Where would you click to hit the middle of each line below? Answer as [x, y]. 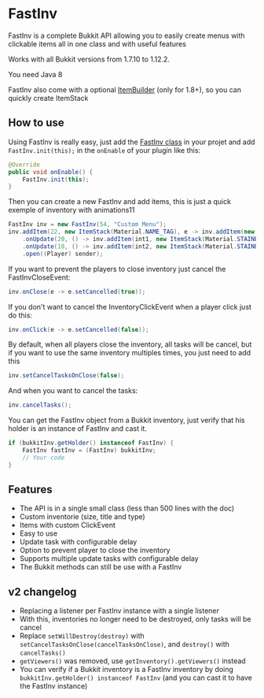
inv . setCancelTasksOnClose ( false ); [66, 376]
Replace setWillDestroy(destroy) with [82, 636]
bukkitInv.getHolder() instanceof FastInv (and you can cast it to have [136, 678]
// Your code [44, 458]
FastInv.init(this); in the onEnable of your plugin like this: [104, 150]
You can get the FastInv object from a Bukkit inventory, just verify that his [126, 420]
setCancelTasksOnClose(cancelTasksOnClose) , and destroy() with [125, 644]
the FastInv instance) [53, 686]
